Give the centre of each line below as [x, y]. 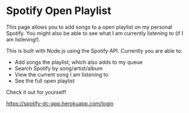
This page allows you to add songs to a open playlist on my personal [89, 27]
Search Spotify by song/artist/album [59, 68]
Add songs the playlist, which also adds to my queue [79, 62]
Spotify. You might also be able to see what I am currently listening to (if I [95, 33]
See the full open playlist [44, 81]
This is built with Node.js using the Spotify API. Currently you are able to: [94, 50]
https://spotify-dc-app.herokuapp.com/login [60, 103]
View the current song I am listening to [62, 74]
